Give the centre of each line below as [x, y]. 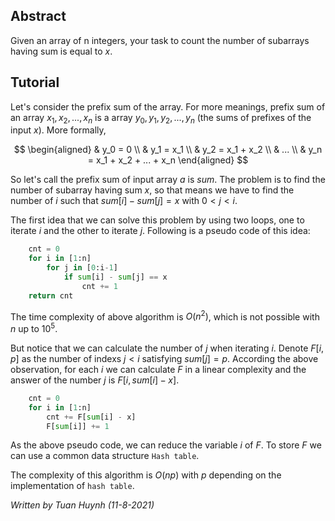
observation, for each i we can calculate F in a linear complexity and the [158, 369]
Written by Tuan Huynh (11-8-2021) [82, 505]
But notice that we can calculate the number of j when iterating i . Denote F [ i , [167, 348]
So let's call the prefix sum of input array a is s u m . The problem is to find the [168, 180]
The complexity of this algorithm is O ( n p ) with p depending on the [146, 475]
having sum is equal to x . [61, 51]
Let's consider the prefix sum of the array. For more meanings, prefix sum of [168, 106]
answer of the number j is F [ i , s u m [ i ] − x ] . [95, 380]
